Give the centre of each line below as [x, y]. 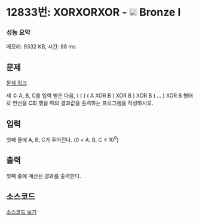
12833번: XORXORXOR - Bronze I [94, 12]
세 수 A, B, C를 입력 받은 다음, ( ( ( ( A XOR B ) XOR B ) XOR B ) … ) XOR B [94, 96]
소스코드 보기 [22, 212]
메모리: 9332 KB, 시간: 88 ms [41, 47]
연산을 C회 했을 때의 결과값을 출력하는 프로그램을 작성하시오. [83, 103]
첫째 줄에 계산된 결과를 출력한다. [44, 176]
